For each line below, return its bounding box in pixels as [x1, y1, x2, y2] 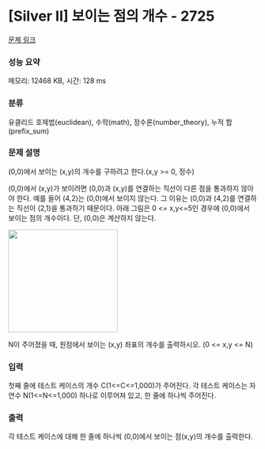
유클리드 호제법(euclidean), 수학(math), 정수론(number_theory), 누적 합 [8, 117, 233, 126]
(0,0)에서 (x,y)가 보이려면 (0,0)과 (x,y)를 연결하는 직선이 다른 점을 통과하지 [8, 183, 240, 193]
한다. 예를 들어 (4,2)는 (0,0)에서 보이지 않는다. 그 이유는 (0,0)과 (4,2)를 [16, 193, 236, 202]
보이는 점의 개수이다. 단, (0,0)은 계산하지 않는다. [8, 213, 157, 222]
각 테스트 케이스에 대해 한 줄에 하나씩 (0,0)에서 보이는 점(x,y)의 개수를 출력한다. [8, 432, 253, 441]
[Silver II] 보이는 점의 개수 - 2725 [8, 7, 215, 25]
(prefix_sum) [8, 126, 50, 135]
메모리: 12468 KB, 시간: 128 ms [8, 76, 107, 85]
